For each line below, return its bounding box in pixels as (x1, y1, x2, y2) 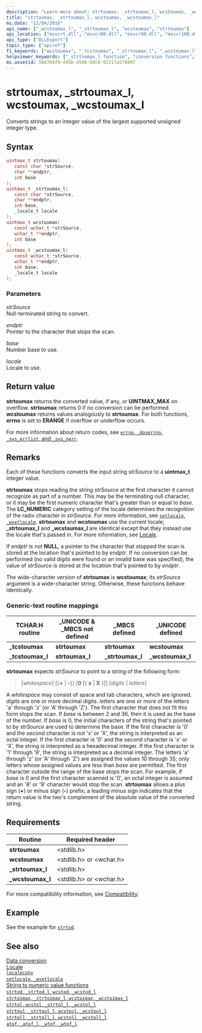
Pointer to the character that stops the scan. (6, 328, 115, 335)
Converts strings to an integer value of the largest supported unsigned (6, 118, 181, 125)
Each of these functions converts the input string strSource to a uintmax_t (6, 468, 191, 476)
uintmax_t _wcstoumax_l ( (6, 248, 69, 254)
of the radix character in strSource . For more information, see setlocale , (6, 512, 186, 519)
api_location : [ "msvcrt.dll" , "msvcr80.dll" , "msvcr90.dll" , (6, 31, 163, 37)
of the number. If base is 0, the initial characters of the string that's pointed (6, 717, 192, 724)
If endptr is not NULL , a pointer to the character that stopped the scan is (6, 543, 185, 550)
